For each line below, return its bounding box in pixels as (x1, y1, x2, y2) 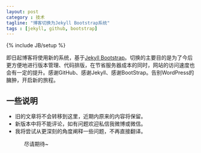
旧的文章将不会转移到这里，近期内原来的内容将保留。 (14, 113, 147, 120)
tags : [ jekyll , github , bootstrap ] (6, 25, 98, 32)
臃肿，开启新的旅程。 (6, 76, 59, 84)
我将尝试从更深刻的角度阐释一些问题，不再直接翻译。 (14, 128, 147, 135)
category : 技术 (6, 14, 45, 20)
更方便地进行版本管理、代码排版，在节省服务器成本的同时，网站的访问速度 (6, 62, 190, 69)
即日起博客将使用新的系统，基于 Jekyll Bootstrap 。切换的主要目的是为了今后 (6, 54, 193, 62)
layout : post (6, 8, 39, 15)
